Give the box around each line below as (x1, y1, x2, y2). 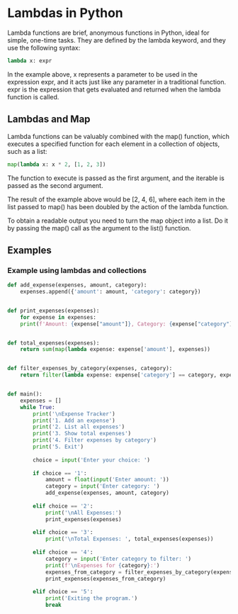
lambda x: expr (7, 57, 52, 65)
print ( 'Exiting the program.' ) (45, 595, 138, 602)
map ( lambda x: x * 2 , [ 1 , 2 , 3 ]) (7, 161, 106, 168)
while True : (20, 403, 55, 411)
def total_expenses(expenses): (7, 339, 100, 347)
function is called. (7, 92, 59, 101)
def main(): (7, 391, 42, 398)
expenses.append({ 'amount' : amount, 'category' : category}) (20, 289, 201, 296)
